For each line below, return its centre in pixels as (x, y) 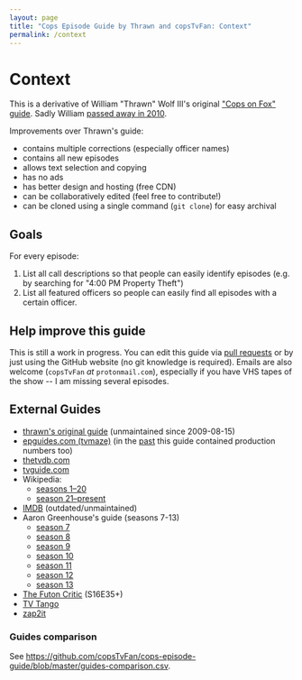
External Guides (55, 410)
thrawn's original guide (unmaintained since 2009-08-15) (129, 431)
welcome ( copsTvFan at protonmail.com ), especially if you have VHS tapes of (151, 372)
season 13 (55, 584)
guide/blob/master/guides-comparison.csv (89, 666)
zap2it (34, 613)
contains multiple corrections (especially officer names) (126, 149)
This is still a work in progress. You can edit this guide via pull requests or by (151, 352)
